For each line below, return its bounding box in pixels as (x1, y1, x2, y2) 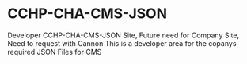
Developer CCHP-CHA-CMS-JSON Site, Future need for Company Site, (7, 30, 239, 40)
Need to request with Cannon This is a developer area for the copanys (7, 38, 237, 48)
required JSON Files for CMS (7, 47, 102, 56)
